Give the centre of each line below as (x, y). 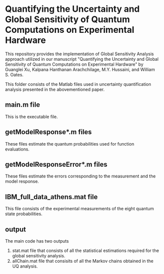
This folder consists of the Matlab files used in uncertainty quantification (78, 84)
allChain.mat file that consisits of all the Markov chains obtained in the (83, 261)
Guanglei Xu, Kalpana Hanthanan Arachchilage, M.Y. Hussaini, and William (80, 69)
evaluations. (17, 149)
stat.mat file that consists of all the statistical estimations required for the (85, 250)
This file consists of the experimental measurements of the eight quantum (80, 209)
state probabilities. (24, 214)
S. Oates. (14, 75)
